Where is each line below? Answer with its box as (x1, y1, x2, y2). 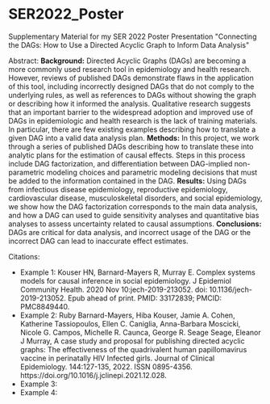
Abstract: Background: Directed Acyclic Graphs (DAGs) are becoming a (8, 56, 247, 65)
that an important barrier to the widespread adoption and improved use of (8, 107, 254, 117)
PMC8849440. (19, 301, 70, 311)
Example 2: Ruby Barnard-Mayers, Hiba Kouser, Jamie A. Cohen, (19, 310, 235, 320)
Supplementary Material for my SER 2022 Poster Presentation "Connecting (8, 32, 257, 41)
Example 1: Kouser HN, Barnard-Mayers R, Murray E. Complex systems (19, 267, 255, 277)
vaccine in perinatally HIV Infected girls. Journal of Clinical (19, 353, 215, 363)
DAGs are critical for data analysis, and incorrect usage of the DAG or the (8, 227, 251, 237)
